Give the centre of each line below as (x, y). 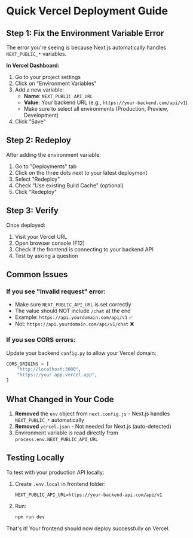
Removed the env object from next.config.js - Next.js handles (92, 414)
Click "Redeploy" (36, 192)
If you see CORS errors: (41, 340)
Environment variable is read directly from (66, 433)
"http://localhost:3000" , (49, 369)
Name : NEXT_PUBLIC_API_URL (58, 96)
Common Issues (37, 274)
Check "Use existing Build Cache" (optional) (69, 185)
